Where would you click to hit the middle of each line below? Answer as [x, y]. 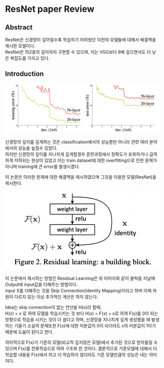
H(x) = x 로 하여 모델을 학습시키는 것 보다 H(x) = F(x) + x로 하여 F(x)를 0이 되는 [82, 313]
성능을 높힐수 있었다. [38, 148]
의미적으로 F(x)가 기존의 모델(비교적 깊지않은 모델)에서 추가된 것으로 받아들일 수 [82, 342]
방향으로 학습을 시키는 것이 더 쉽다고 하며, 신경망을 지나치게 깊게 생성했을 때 [78, 320]
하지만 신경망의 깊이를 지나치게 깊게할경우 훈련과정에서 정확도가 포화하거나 [77, 154]
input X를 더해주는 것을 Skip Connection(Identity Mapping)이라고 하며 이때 [78, 291]
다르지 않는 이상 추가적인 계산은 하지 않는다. [56, 297]
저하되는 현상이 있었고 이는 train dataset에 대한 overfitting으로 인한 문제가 [85, 160]
